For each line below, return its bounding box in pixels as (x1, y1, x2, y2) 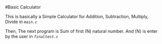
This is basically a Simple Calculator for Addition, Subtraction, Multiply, (5, 14, 149, 19)
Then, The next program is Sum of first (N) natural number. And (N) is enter (5, 28, 158, 34)
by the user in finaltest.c (5, 34, 59, 39)
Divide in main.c (5, 19, 37, 24)
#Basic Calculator (5, 4, 41, 10)
